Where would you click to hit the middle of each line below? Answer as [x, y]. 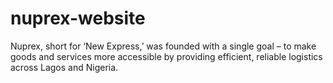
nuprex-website [78, 18]
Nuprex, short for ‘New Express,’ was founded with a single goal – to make [163, 46]
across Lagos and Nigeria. [64, 67]
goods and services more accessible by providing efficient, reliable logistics [166, 56]
